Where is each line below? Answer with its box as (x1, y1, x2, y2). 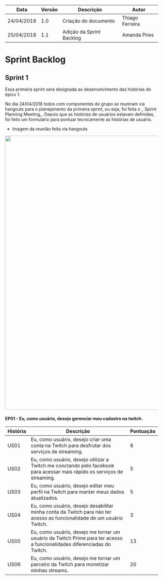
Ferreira (122, 20, 140, 27)
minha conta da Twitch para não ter (31, 509, 112, 516)
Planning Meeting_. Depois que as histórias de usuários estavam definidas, (5, 112, 155, 117)
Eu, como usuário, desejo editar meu (31, 483, 114, 489)
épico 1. (5, 92, 21, 97)
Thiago (122, 15, 138, 21)
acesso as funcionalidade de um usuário (31, 515, 123, 522)
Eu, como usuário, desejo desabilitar (31, 503, 114, 509)
